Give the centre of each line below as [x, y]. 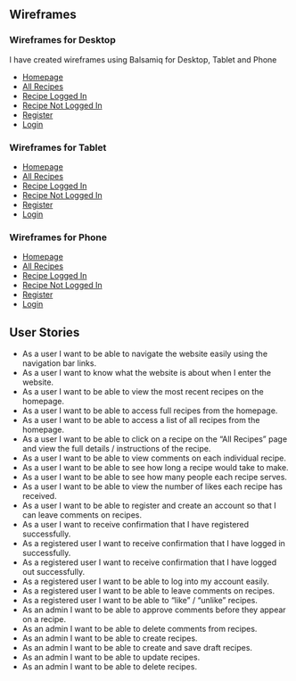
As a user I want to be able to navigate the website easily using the [145, 354]
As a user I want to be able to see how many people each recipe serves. [155, 478]
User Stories [45, 332]
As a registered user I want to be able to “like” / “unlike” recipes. [140, 601]
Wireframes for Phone [58, 237]
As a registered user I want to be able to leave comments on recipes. [148, 591]
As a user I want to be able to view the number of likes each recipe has [152, 486]
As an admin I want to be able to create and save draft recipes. [137, 648]
